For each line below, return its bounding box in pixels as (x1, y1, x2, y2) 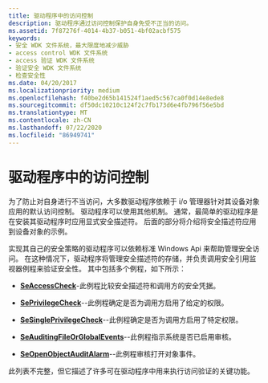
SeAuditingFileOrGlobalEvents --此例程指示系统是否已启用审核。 (19, 332, 236, 341)
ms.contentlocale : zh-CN (8, 116, 91, 124)
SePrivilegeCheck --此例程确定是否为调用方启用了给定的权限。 (19, 298, 229, 308)
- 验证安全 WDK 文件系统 (8, 64, 82, 72)
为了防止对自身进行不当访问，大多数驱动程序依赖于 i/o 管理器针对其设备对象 (8, 196, 260, 206)
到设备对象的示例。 (8, 226, 72, 236)
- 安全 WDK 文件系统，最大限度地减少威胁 (8, 42, 130, 50)
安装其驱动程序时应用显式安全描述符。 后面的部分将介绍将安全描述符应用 (14, 216, 257, 226)
